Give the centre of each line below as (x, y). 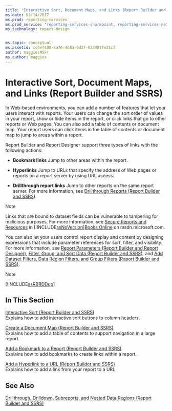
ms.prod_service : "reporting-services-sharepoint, (60, 24)
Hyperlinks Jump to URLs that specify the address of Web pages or (84, 170)
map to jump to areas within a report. (44, 135)
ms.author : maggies (26, 57)
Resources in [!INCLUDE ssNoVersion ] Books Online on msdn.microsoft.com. (85, 227)
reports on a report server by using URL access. (63, 175)
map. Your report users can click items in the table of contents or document (85, 129)
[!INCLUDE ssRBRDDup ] (30, 284)
